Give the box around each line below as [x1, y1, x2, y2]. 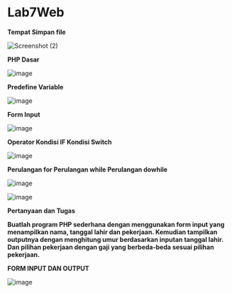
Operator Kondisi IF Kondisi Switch [7, 138, 112, 146]
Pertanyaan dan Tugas [7, 206, 76, 215]
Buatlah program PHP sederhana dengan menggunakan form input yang [7, 220, 225, 228]
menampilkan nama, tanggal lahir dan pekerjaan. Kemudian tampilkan [7, 228, 218, 236]
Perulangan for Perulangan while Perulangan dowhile [7, 165, 168, 174]
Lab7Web [7, 4, 65, 21]
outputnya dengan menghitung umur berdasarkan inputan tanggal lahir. [7, 235, 223, 243]
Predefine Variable [7, 82, 64, 91]
